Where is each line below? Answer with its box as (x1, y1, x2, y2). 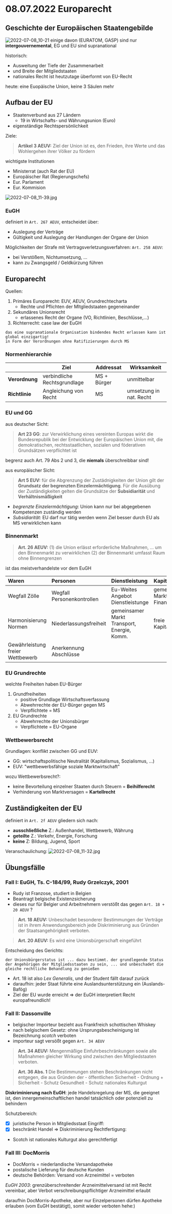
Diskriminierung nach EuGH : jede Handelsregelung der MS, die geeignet (5, 1090, 160, 1096)
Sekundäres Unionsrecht (12, 309, 66, 315)
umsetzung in (127, 387, 160, 394)
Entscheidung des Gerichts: (5, 947, 64, 953)
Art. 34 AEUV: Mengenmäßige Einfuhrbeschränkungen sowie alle (17, 1048, 157, 1054)
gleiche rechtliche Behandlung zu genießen (5, 966, 100, 971)
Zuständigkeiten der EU (5, 804, 82, 812)
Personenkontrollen (51, 595, 99, 602)
